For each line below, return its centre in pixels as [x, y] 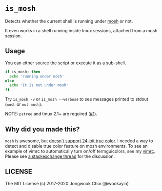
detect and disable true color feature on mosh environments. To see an [76, 146]
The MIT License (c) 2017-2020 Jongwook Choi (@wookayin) [67, 183]
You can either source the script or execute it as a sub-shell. [66, 63]
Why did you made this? [42, 129]
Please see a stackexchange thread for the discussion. [60, 156]
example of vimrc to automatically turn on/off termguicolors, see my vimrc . [80, 151]
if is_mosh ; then [23, 72]
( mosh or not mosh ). [24, 104]
